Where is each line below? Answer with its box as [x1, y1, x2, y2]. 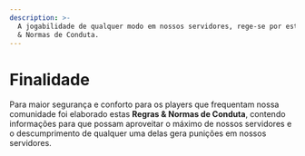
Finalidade [9, 69, 91, 90]
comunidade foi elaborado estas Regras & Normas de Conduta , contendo [9, 109, 286, 120]
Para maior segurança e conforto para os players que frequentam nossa [9, 99, 280, 110]
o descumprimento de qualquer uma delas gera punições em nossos [9, 128, 267, 139]
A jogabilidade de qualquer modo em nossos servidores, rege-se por [17, 22, 282, 31]
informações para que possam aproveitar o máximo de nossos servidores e [9, 119, 292, 130]
